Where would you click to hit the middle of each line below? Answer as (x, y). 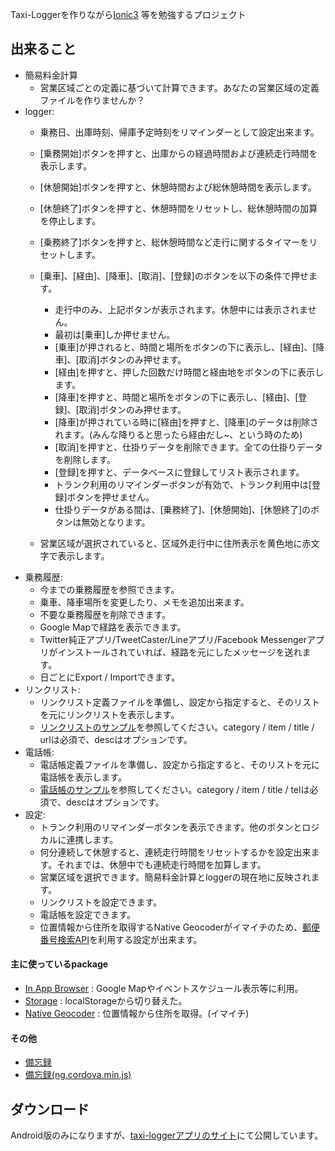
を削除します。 (85, 459)
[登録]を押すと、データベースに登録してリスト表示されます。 (179, 472)
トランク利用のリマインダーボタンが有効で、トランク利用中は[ (183, 484)
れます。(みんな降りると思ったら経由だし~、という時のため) (178, 434)
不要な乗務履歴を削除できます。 (105, 614)
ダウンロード (50, 1109)
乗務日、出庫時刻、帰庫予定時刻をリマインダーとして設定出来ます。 (179, 132)
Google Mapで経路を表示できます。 (113, 627)
